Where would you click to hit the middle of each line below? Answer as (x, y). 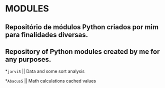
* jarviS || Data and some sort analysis (45, 71)
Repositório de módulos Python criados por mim (82, 27)
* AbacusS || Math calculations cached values (51, 81)
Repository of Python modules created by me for (82, 51)
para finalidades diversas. (47, 35)
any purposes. (28, 59)
